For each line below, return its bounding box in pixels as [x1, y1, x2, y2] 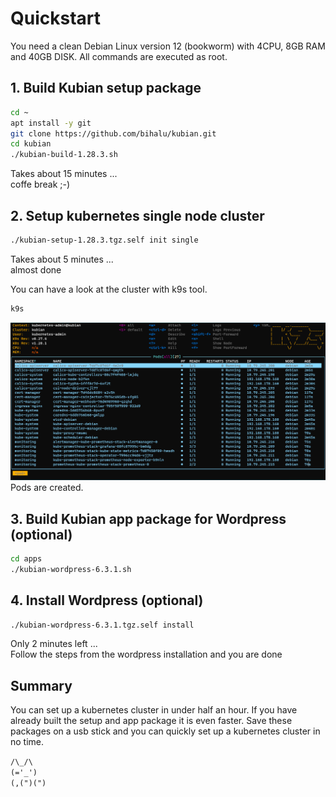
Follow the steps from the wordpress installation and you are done [10, 648, 283, 661]
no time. [10, 736, 45, 748]
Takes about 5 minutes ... [10, 253, 114, 265]
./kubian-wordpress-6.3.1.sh [10, 564, 132, 574]
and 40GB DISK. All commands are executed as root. [10, 50, 228, 62]
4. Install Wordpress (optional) [10, 592, 204, 609]
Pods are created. [10, 482, 84, 494]
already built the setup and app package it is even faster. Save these [10, 715, 293, 727]
